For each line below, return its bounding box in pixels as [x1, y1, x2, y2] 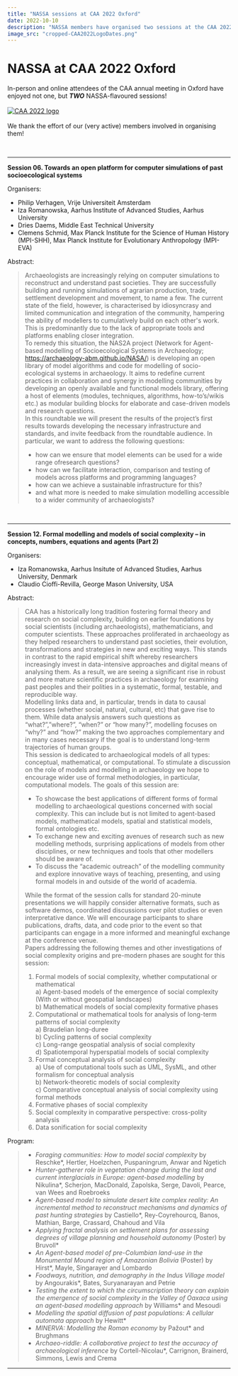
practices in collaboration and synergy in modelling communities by [24, 376, 222, 385]
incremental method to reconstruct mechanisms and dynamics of [35, 1203, 227, 1212]
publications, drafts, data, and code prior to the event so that [24, 921, 202, 929]
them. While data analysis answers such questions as [24, 713, 181, 722]
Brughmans [35, 1331, 69, 1340]
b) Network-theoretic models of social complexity [35, 1078, 181, 1087]
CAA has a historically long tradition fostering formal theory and [24, 608, 211, 616]
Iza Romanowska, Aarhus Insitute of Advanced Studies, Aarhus [17, 565, 202, 574]
